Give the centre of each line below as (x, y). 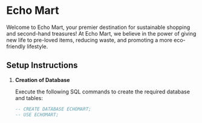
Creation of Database (42, 80)
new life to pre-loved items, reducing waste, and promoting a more (89, 40)
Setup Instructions (42, 65)
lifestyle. (37, 46)
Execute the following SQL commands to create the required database (103, 92)
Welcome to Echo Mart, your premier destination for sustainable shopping (98, 27)
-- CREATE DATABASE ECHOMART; (53, 109)
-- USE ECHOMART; (37, 115)
